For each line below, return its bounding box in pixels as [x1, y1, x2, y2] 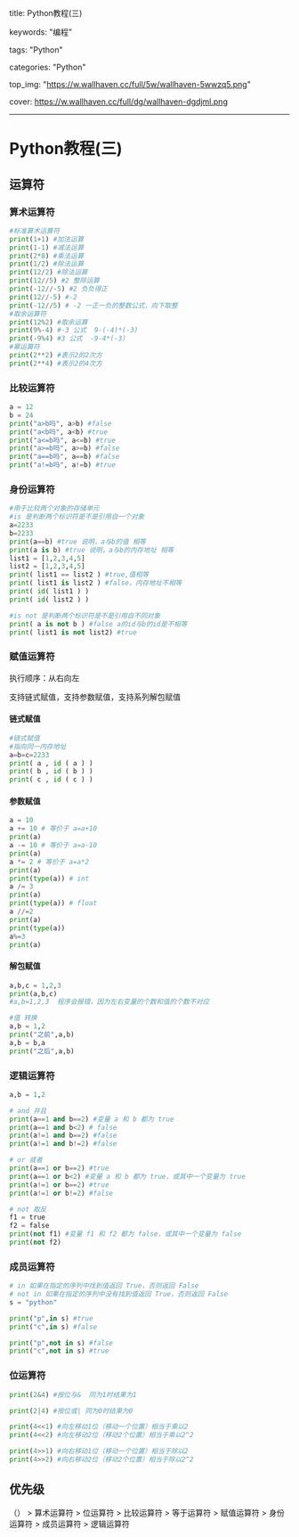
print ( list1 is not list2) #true [9, 627, 138, 637]
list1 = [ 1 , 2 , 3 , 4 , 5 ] [9, 553, 86, 563]
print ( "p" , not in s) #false [9, 1338, 114, 1347]
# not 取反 [9, 1205, 47, 1214]
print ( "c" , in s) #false [9, 1322, 98, 1331]
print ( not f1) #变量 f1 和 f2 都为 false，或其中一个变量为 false [9, 1230, 242, 1239]
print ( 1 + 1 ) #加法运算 [9, 234, 85, 243]
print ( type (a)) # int [9, 874, 90, 883]
